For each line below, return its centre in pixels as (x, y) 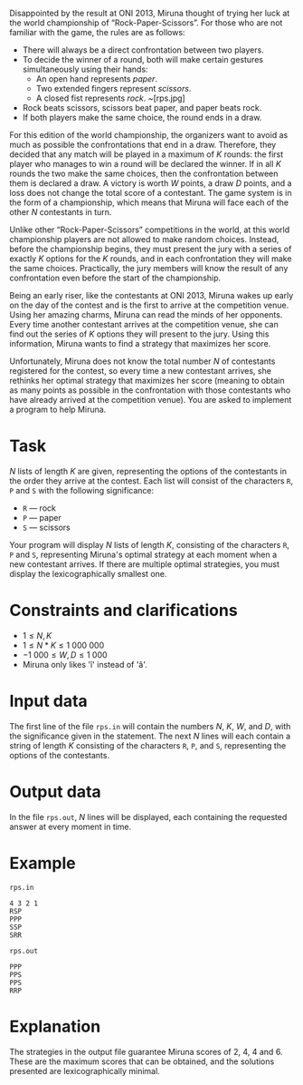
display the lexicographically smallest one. (88, 573)
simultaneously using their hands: (85, 69)
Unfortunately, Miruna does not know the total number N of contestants (142, 361)
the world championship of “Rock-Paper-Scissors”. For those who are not (146, 23)
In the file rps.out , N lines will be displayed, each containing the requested (148, 816)
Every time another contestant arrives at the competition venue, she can (144, 324)
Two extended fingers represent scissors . (114, 88)
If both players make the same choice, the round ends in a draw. (142, 117)
